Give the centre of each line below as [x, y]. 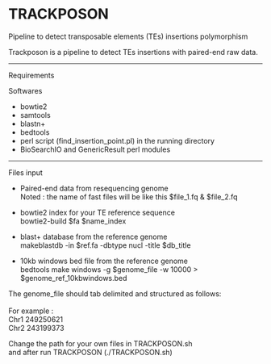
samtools [35, 115]
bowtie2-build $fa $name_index [73, 221]
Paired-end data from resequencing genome [94, 188]
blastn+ [33, 123]
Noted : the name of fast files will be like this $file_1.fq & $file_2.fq [129, 197]
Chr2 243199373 [36, 328]
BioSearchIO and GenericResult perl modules [95, 149]
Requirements [31, 75]
